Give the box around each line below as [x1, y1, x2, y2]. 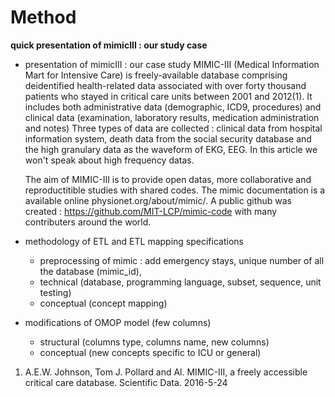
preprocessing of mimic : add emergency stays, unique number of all [39, 254, 325, 266]
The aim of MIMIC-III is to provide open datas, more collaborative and [24, 173, 312, 185]
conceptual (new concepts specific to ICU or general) [39, 346, 262, 358]
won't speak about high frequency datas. [24, 154, 195, 166]
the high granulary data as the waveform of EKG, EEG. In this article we [24, 143, 318, 155]
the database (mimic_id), [39, 265, 142, 277]
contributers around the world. [24, 216, 152, 228]
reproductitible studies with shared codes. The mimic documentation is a [24, 184, 326, 196]
